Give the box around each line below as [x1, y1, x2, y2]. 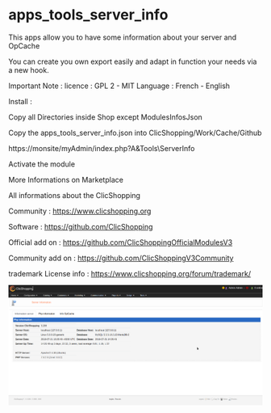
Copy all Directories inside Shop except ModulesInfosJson [8, 112, 203, 122]
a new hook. [8, 65, 50, 74]
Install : [8, 96, 32, 106]
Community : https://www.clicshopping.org [8, 206, 152, 216]
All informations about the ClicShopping [8, 190, 141, 200]
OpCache [8, 40, 40, 50]
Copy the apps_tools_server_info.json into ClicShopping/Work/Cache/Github [8, 128, 262, 137]
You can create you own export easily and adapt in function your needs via [8, 57, 257, 66]
